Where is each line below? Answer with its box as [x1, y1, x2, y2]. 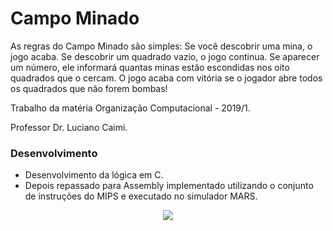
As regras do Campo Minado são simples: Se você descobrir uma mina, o [10, 40, 313, 52]
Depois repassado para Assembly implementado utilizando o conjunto [24, 180, 314, 192]
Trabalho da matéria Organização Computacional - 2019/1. [10, 102, 251, 114]
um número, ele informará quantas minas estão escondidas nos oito [10, 61, 290, 73]
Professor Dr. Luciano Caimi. [10, 121, 128, 133]
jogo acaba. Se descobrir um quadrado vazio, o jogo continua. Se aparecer [10, 50, 320, 62]
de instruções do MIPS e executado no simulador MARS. [24, 190, 258, 202]
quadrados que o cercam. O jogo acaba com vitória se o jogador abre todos [10, 72, 323, 84]
